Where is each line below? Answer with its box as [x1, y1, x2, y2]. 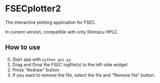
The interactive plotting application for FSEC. [5, 19, 96, 25]
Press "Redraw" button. [12, 67, 61, 73]
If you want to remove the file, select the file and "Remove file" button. [12, 72, 156, 78]
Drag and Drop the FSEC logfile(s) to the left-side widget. [12, 61, 129, 67]
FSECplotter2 [5, 3, 61, 14]
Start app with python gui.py [12, 56, 71, 62]
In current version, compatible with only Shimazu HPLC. [5, 29, 119, 35]
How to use [5, 43, 40, 52]
